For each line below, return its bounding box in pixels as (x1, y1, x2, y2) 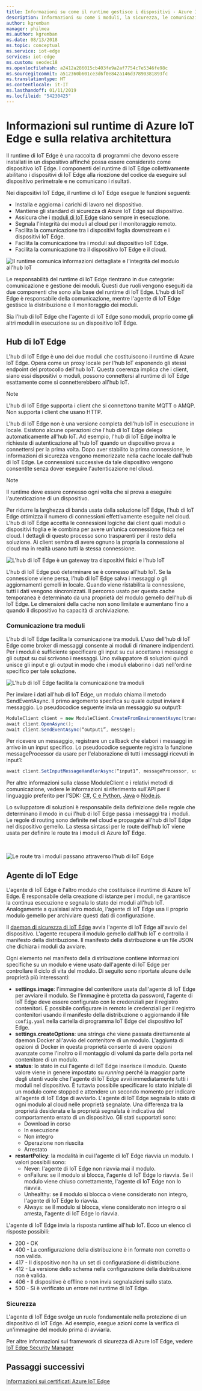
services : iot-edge (6, 54, 55, 60)
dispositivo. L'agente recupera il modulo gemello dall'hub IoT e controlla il (6, 930, 188, 937)
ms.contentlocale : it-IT (6, 82, 69, 88)
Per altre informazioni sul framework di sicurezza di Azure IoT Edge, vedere (6, 1338, 194, 1345)
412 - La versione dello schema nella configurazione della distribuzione (14, 1265, 192, 1273)
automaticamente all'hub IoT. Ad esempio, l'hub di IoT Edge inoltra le (6, 433, 176, 440)
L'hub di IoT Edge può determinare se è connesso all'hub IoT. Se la (6, 568, 171, 575)
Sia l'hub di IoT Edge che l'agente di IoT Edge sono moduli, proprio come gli (6, 313, 194, 320)
